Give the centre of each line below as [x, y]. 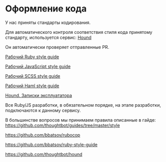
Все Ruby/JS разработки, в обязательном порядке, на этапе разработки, [83, 105]
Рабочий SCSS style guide [33, 76]
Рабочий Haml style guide [32, 86]
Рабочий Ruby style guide [32, 57]
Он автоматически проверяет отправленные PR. [57, 47]
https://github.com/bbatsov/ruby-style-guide [51, 145]
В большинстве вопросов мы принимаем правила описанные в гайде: [80, 120]
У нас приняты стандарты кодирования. [48, 22]
